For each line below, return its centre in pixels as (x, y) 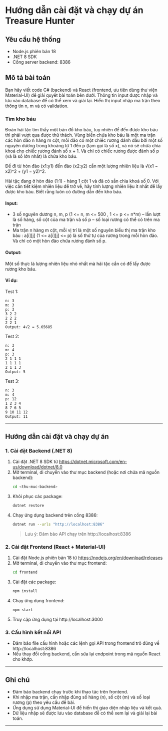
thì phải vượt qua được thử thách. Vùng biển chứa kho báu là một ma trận (80, 135)
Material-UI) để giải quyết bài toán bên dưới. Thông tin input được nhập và (81, 95)
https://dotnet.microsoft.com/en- (93, 462)
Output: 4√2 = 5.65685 (29, 327)
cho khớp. (23, 659)
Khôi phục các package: (37, 497)
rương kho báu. (21, 269)
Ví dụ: (11, 281)
